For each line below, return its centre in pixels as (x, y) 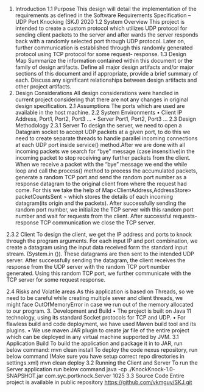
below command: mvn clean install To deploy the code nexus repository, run (102, 350)
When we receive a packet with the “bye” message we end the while (101, 164)
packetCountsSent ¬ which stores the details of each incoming (94, 197)
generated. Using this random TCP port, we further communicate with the (99, 273)
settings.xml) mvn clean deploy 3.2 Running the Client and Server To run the (102, 363)
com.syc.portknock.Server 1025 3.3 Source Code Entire (114, 376)
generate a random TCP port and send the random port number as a (101, 177)
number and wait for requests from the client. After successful (93, 216)
